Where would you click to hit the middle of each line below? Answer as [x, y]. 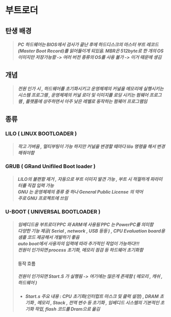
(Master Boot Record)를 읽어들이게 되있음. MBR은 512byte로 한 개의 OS [91, 51]
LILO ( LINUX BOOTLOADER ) [41, 134]
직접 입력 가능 [41, 185]
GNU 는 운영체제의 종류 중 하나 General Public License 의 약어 [80, 192]
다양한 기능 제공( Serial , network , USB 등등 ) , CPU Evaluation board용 [91, 231]
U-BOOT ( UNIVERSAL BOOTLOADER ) [53, 212]
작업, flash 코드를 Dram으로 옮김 [67, 309]
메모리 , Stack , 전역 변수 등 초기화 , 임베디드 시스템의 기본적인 [98, 303]
